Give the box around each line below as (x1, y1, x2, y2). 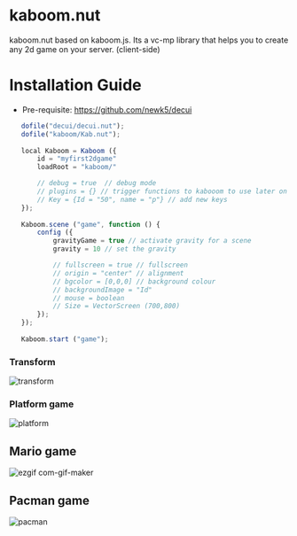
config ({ (36, 228, 74, 237)
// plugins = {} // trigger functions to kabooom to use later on (36, 187, 288, 196)
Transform (9, 355, 56, 368)
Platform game (9, 398, 74, 410)
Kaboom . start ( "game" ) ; (20, 334, 109, 344)
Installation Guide (9, 75, 142, 96)
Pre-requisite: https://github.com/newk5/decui (21, 104, 192, 115)
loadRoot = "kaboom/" (36, 163, 117, 172)
